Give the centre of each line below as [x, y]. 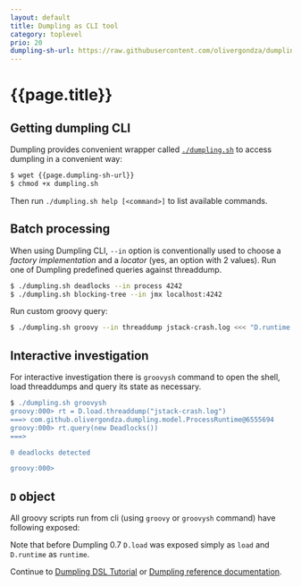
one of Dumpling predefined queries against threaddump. [116, 269]
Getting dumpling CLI [71, 127]
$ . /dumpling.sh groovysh [58, 403]
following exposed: [45, 528]
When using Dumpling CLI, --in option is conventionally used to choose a [146, 251]
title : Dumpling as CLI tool [64, 26]
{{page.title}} [61, 95]
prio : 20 [26, 42]
